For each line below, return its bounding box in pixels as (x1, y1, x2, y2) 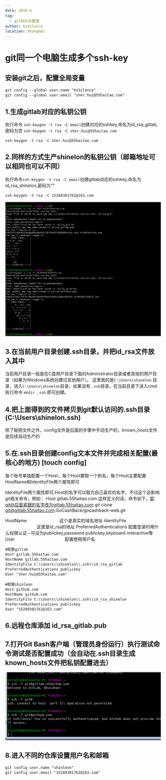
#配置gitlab (5, 547, 28, 552)
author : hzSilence (5, 24, 43, 29)
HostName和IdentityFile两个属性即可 (5, 479, 80, 484)
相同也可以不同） (11, 162, 64, 171)
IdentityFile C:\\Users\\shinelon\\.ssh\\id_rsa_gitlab (5, 562, 123, 567)
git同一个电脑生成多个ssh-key (5, 53, 128, 64)
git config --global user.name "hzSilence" (5, 88, 96, 93)
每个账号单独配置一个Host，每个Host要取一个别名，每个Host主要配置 (5, 473, 147, 479)
